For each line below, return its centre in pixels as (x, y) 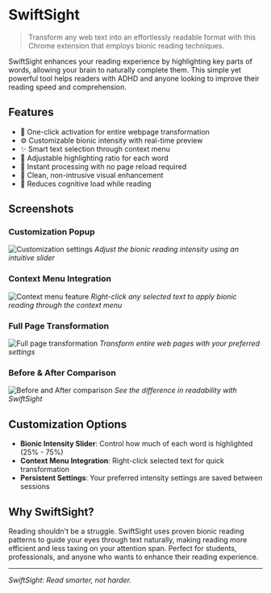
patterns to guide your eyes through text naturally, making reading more (128, 539)
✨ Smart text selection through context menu (95, 149)
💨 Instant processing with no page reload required (103, 166)
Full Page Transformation (59, 326)
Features (31, 112)
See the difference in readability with (175, 390)
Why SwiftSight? (51, 512)
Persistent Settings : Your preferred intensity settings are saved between (141, 478)
